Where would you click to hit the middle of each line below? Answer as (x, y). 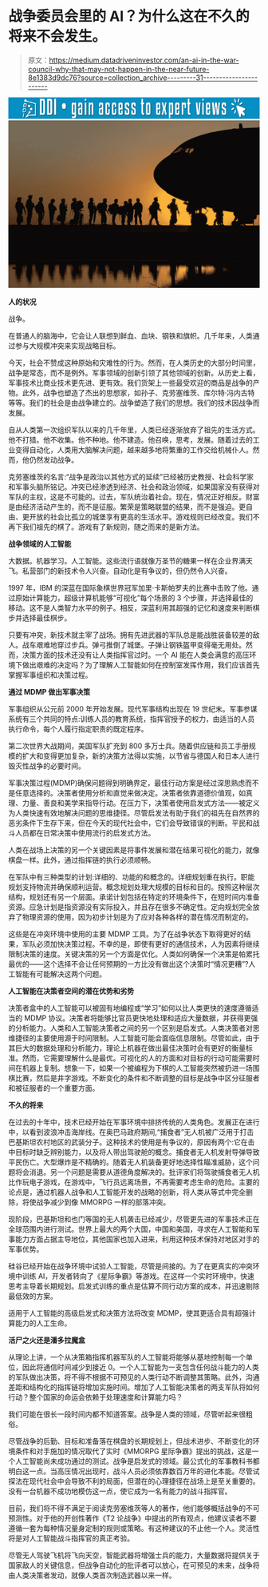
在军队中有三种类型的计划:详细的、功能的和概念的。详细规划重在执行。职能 (132, 876)
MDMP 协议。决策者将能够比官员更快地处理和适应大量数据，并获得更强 (141, 1018)
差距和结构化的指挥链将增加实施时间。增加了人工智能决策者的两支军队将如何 (134, 1387)
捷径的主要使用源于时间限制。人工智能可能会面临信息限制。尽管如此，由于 (137, 1038)
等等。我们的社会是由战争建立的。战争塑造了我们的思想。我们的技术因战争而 (134, 403)
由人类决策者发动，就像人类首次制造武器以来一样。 (92, 1575)
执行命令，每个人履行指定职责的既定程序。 (78, 728)
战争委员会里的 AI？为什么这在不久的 (129, 16)
